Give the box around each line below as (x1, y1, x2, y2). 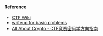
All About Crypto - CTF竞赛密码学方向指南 (11, 26, 98, 32)
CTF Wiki (11, 15, 31, 20)
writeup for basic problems (11, 20, 67, 26)
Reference (4, 4, 27, 10)
